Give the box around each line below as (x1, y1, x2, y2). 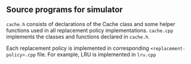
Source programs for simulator (6, 5, 124, 15)
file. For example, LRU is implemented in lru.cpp (36, 50, 156, 58)
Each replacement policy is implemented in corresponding (6, 44, 149, 52)
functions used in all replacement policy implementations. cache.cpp (6, 27, 174, 34)
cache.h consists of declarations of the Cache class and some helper (6, 20, 175, 27)
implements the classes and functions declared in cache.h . (6, 33, 150, 40)
